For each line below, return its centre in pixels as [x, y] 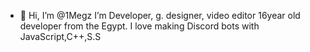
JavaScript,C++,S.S [60, 36]
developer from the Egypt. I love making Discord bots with [139, 26]
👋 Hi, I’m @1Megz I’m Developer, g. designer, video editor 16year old [160, 15]
